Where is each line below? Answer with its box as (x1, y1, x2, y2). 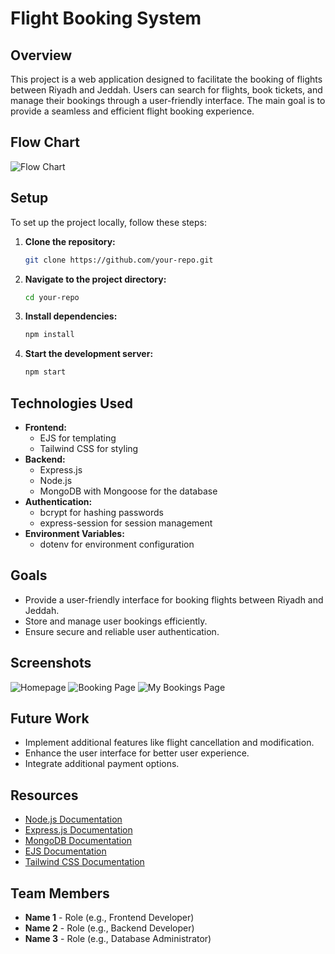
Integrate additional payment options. (24, 758, 180, 770)
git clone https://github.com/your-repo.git (24, 255, 214, 265)
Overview (10, 47, 73, 64)
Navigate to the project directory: (24, 273, 167, 285)
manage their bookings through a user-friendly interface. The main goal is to (10, 95, 326, 106)
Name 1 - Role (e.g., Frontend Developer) (24, 912, 195, 923)
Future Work (10, 710, 90, 727)
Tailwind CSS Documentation (24, 856, 145, 868)
